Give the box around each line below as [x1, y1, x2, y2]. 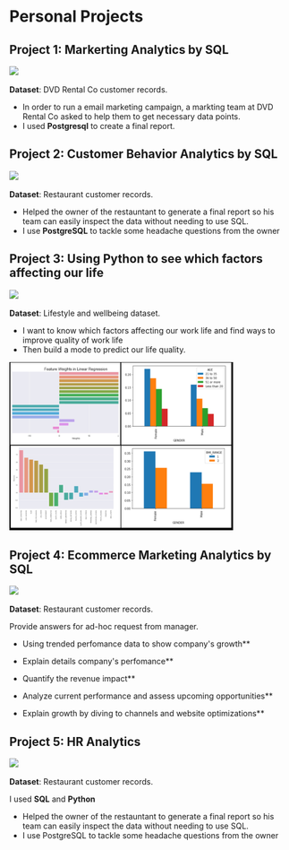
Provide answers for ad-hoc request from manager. [9, 621, 199, 632]
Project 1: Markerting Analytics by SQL [9, 42, 230, 57]
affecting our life [9, 265, 105, 281]
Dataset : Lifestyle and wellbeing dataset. [9, 308, 161, 318]
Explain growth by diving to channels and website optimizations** [21, 708, 265, 719]
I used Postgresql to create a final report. [21, 121, 175, 131]
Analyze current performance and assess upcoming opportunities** [21, 690, 274, 701]
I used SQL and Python [9, 794, 96, 804]
